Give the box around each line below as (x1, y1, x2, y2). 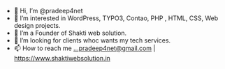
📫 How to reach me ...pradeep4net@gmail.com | (13, 44, 156, 52)
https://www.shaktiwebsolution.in (13, 54, 110, 62)
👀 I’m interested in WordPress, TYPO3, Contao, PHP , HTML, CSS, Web (13, 14, 219, 22)
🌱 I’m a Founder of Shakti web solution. (13, 29, 127, 37)
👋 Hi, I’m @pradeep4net (13, 7, 83, 15)
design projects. (13, 22, 61, 29)
